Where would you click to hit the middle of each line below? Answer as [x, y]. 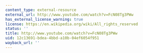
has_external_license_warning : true [44, 19]
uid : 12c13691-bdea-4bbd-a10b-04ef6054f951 [52, 38]
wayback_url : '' [22, 43]
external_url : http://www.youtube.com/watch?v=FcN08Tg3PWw [69, 15]
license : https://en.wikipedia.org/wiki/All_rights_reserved [72, 24]
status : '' [17, 29]
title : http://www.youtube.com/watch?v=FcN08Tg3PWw [61, 33]
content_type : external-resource [41, 10]
